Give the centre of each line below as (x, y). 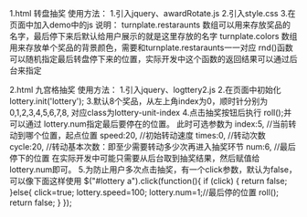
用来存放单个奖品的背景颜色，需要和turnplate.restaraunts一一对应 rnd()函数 (152, 47)
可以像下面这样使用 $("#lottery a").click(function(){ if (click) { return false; (148, 181)
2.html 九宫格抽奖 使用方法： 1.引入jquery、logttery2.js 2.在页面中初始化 (145, 90)
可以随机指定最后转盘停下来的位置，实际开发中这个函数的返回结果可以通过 (149, 59)
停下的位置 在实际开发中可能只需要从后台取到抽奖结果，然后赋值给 (135, 158)
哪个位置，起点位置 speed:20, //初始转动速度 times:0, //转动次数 (146, 135)
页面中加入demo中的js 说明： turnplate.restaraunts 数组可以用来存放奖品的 (150, 25)
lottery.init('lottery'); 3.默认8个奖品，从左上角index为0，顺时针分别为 (139, 101)
